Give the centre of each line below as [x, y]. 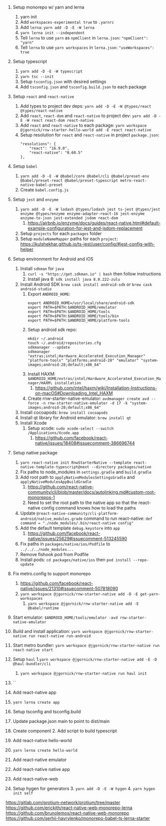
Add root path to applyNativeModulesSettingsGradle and [78, 477]
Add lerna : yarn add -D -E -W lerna [57, 27]
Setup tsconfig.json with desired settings [63, 82]
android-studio [36, 289]
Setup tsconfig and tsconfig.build [47, 712]
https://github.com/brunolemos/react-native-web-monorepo [67, 813]
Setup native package [35, 453]
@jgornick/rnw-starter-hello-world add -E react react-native [86, 130]
